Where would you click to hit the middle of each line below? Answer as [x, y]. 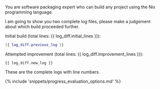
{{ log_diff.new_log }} [29, 63]
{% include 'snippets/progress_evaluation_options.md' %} [63, 81]
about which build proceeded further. [42, 27]
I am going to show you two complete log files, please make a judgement [78, 22]
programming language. [29, 12]
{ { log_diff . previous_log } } [34, 45]
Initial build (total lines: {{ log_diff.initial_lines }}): [53, 36]
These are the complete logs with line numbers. [53, 72]
